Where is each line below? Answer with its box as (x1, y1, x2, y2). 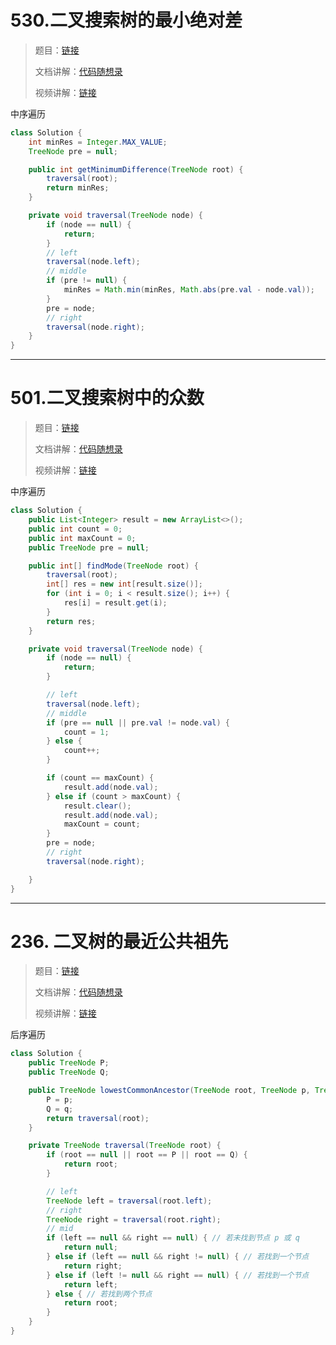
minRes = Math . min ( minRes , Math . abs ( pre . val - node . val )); (63, 285, 316, 295)
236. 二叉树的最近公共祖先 (10, 930, 229, 953)
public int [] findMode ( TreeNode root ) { (28, 561, 199, 571)
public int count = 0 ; (28, 524, 123, 534)
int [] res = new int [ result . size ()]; (46, 579, 203, 590)
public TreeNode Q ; (28, 1067, 110, 1078)
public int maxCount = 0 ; (28, 533, 137, 543)
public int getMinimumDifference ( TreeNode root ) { (28, 164, 244, 175)
